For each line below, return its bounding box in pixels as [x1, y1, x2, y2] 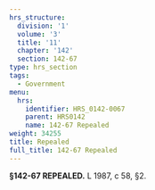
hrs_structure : [9, 12, 66, 22]
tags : [9, 71, 29, 80]
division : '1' [17, 21, 69, 30]
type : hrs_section [9, 63, 77, 72]
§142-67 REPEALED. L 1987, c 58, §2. [9, 170, 147, 181]
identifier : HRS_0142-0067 [25, 104, 126, 113]
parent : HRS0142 [25, 112, 86, 121]
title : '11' [17, 37, 62, 47]
